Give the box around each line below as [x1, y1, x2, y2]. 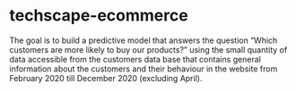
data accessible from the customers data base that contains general [9, 54, 262, 64]
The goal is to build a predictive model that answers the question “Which [9, 35, 278, 46]
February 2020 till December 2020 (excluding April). [9, 72, 203, 83]
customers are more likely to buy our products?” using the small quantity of [9, 44, 288, 54]
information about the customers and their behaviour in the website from [9, 63, 278, 74]
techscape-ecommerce [9, 5, 188, 26]
